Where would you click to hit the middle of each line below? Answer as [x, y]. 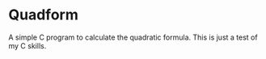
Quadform [43, 15]
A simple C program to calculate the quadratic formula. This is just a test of [133, 37]
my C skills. [27, 45]
